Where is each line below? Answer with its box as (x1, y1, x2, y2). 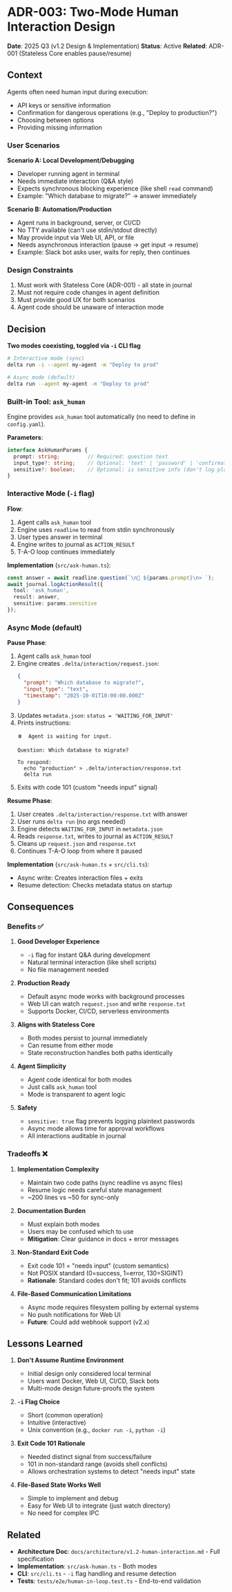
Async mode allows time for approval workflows (27, 1124, 164, 1133)
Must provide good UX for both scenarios (17, 296, 136, 304)
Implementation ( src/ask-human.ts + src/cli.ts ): (7, 860, 150, 868)
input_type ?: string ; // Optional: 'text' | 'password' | (13, 459, 193, 466)
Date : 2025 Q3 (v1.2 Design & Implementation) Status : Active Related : (7, 42, 207, 50)
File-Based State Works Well (17, 1480, 101, 1489)
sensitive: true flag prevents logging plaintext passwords (27, 1117, 195, 1126)
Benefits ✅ (7, 921, 44, 931)
